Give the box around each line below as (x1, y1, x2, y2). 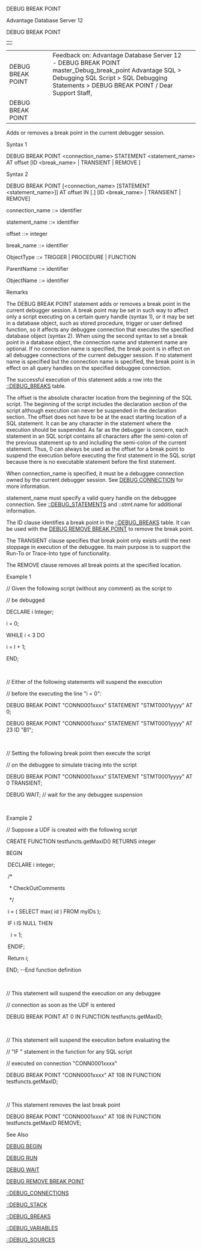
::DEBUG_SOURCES (6, 1236, 55, 1243)
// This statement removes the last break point (6, 1101, 121, 1108)
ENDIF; (7, 943, 25, 950)
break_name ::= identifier (6, 242, 69, 249)
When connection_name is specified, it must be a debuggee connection (6, 470, 185, 477)
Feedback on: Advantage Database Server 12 (52, 51, 182, 59)
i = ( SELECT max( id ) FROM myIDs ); (7, 908, 101, 915)
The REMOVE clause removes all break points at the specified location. (6, 561, 182, 569)
